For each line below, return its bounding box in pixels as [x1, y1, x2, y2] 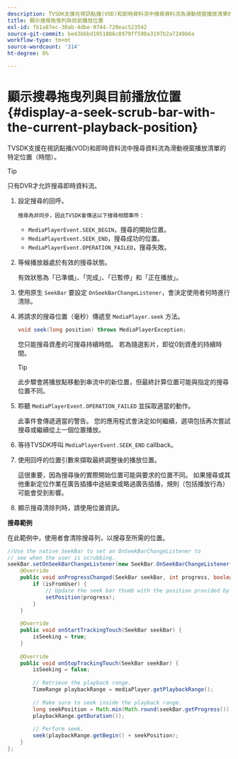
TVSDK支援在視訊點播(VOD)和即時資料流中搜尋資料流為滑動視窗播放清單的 [7, 143, 227, 152]
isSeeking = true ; [33, 634, 87, 641]
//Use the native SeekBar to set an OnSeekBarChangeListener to [7, 547, 201, 555]
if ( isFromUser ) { [33, 580, 87, 588]
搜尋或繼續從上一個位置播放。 [17, 425, 105, 434]
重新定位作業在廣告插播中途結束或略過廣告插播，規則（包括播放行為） [23, 479, 229, 488]
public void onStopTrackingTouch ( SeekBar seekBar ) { [20, 660, 179, 667]
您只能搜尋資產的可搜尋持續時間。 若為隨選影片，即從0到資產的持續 [17, 339, 216, 348]
